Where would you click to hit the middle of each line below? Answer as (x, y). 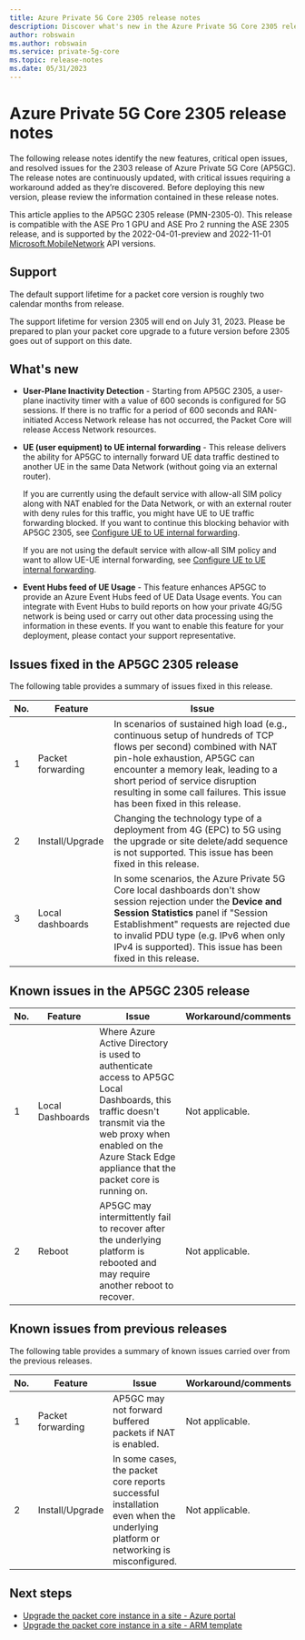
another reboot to (137, 1286)
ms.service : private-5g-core (64, 52)
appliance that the (138, 1169)
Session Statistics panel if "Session (191, 913)
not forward (138, 1410)
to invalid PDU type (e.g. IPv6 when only (200, 936)
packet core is (130, 1179)
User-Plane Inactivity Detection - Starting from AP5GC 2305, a (142, 391)
